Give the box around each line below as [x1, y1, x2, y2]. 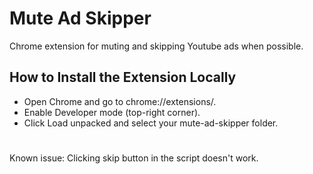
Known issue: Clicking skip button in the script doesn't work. [9, 152, 259, 164]
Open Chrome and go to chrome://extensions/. [23, 95, 217, 107]
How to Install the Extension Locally [9, 69, 237, 86]
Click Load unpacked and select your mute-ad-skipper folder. [23, 117, 279, 129]
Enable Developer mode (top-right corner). [23, 106, 201, 118]
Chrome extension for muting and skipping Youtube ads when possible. [9, 40, 304, 52]
